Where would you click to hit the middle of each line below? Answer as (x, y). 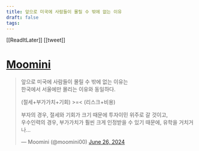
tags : (13, 23)
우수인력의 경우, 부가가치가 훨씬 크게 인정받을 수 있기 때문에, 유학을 (99, 122)
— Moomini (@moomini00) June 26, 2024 (73, 142)
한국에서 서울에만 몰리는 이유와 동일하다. (68, 89)
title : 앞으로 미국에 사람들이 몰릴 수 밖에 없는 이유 (64, 12)
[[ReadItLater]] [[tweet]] (36, 40)
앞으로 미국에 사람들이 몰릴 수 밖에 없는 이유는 (74, 82)
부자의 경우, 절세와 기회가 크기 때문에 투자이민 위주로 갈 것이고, (94, 115)
